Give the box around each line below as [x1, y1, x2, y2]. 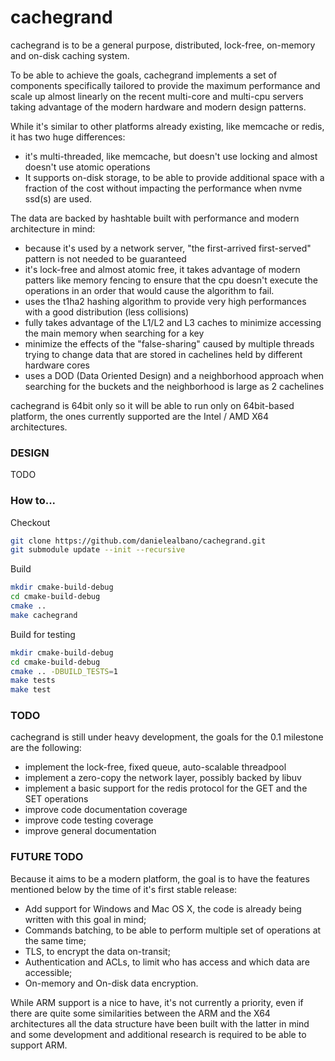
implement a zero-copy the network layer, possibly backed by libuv [24, 772, 302, 784]
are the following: [10, 742, 82, 754]
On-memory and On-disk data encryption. [24, 977, 199, 989]
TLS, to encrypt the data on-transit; [24, 945, 171, 957]
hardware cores [24, 359, 90, 371]
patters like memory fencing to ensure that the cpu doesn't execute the [24, 274, 318, 286]
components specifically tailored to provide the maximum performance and [10, 79, 321, 91]
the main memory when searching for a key [24, 327, 205, 339]
